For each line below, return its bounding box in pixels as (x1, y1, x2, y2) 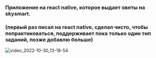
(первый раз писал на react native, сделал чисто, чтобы (5, 23, 148, 30)
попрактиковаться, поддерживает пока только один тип (5, 29, 151, 36)
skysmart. (5, 10, 31, 17)
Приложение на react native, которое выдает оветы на (5, 4, 145, 11)
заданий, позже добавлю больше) (5, 36, 93, 43)
